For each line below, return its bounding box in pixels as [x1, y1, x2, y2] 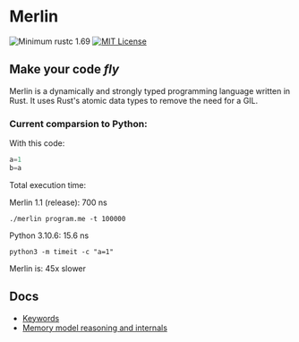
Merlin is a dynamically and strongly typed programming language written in [9, 85, 291, 96]
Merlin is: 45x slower [9, 262, 87, 274]
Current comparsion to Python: [9, 117, 148, 130]
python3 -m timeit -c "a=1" [9, 247, 115, 256]
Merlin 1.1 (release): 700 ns [9, 197, 107, 208]
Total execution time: [9, 179, 87, 190]
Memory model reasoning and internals [21, 322, 168, 333]
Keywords [21, 312, 60, 323]
